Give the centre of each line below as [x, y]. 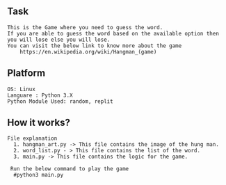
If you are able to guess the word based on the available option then [113, 33]
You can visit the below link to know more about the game [95, 46]
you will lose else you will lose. [59, 40]
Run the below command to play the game [70, 169]
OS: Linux [22, 89]
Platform [26, 73]
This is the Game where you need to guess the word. [85, 27]
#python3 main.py [39, 175]
